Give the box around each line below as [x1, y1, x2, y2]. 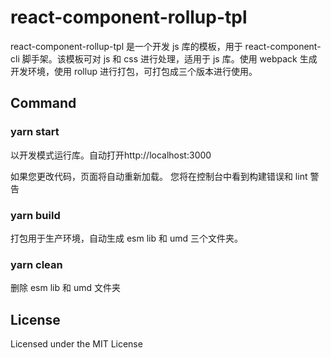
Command [10, 95, 77, 112]
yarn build [10, 208, 61, 222]
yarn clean [10, 257, 63, 271]
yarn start [10, 125, 60, 139]
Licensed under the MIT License [10, 338, 143, 350]
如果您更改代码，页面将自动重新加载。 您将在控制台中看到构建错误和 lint [10, 170, 308, 182]
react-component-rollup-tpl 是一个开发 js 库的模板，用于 [10, 40, 243, 52]
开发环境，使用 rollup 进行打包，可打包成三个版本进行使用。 [10, 65, 258, 77]
